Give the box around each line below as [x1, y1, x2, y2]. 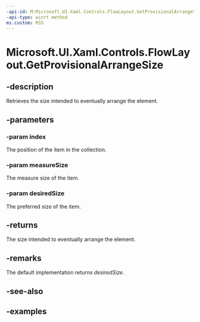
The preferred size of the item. [6, 203, 82, 210]
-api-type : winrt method [6, 14, 68, 20]
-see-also [6, 286, 43, 296]
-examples [6, 307, 47, 317]
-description [6, 82, 54, 92]
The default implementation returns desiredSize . [6, 269, 125, 276]
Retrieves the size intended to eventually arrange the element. [6, 98, 158, 105]
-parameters [6, 114, 54, 125]
